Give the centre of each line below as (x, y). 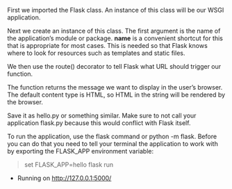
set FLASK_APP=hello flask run (69, 165)
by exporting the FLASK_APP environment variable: (81, 151)
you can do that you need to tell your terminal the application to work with (113, 144)
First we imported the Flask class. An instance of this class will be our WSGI (116, 10)
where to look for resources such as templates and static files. (96, 53)
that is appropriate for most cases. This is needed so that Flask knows (108, 46)
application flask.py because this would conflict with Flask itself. (99, 123)
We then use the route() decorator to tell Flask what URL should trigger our (114, 66)
